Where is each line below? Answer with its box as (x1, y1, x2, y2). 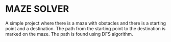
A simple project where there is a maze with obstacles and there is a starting (5, 20, 166, 26)
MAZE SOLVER (5, 3, 69, 15)
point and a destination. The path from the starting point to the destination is (5, 25, 166, 31)
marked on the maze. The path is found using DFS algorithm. (5, 31, 134, 37)
